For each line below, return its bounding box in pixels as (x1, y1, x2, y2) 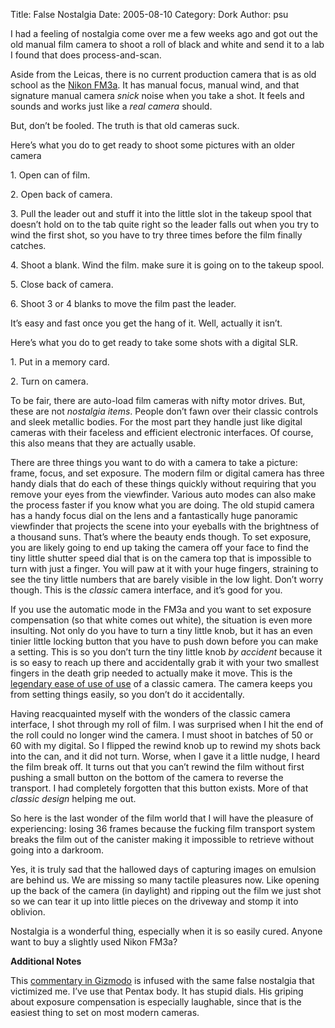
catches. (10, 240, 47, 251)
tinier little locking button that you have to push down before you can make (10, 635, 319, 647)
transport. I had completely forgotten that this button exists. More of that (10, 782, 309, 794)
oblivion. (10, 906, 46, 918)
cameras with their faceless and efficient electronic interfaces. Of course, (10, 427, 314, 438)
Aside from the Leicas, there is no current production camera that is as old (10, 69, 317, 80)
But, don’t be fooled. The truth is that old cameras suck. (10, 120, 240, 131)
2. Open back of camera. (10, 189, 113, 200)
